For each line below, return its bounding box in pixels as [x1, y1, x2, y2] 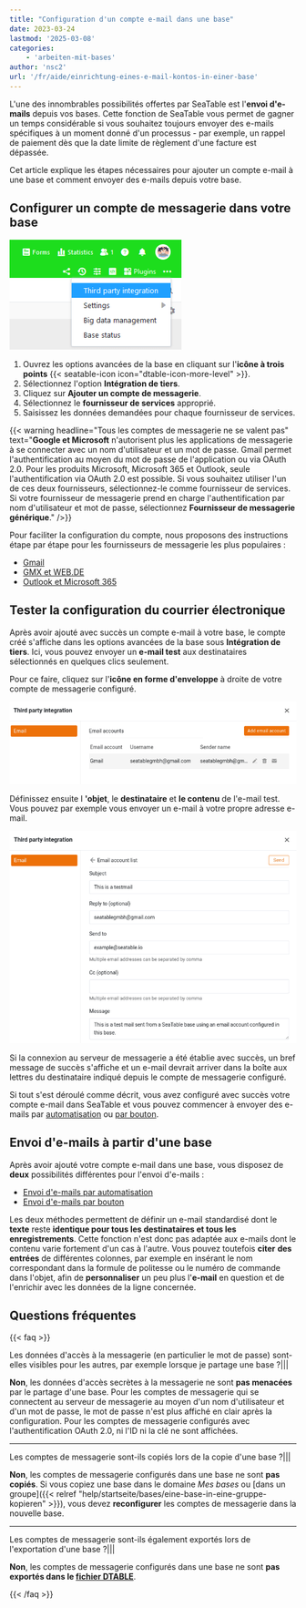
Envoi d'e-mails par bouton [22, 1196, 125, 1207]
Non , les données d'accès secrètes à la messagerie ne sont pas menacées [9, 1377, 293, 1388]
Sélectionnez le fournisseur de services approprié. [22, 397, 217, 408]
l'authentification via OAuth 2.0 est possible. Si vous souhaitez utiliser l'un [9, 473, 287, 484]
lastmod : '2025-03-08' [9, 34, 96, 43]
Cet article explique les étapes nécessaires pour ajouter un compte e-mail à [9, 164, 294, 175]
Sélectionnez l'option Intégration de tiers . [22, 378, 180, 389]
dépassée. [9, 147, 49, 158]
